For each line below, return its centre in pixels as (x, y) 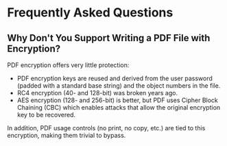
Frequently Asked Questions (90, 13)
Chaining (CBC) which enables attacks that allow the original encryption (119, 107)
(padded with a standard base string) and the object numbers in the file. (119, 86)
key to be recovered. (46, 115)
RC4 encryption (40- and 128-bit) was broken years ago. (97, 93)
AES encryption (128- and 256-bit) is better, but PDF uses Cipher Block (117, 100)
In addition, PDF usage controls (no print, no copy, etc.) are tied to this (106, 128)
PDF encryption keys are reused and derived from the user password (115, 78)
